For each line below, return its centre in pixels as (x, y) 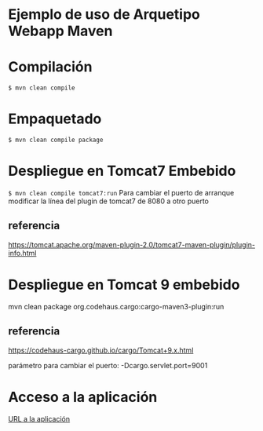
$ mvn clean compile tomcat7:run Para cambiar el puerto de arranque (121, 193)
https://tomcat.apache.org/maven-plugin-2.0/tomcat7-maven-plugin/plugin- (132, 244)
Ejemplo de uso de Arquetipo (104, 15)
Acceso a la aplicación (83, 397)
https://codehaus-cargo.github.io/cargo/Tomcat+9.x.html (101, 350)
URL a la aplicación (39, 418)
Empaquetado (55, 119)
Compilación (50, 67)
